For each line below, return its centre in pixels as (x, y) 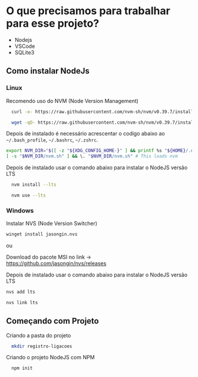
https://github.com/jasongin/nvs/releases (56, 263)
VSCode (25, 46)
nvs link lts (22, 302)
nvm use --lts (29, 195)
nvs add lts (21, 292)
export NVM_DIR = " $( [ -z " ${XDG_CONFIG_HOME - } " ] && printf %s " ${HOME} (96, 151)
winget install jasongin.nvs (42, 234)
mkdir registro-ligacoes (42, 346)
